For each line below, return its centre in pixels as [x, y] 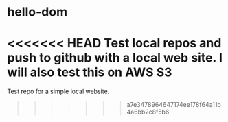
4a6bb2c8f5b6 [148, 112]
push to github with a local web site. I [115, 58]
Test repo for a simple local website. [58, 91]
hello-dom [37, 12]
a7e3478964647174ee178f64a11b [174, 105]
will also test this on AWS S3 [90, 72]
